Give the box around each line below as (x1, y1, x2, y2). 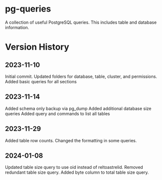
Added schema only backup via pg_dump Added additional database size (5, 105, 151, 111)
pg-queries (5, 3, 51, 15)
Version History (5, 42, 69, 53)
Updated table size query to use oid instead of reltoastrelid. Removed (5, 165, 144, 170)
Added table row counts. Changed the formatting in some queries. (5, 137, 137, 143)
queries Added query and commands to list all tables (5, 110, 110, 117)
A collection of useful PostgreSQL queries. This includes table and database (5, 19, 157, 25)
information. (5, 24, 29, 30)
